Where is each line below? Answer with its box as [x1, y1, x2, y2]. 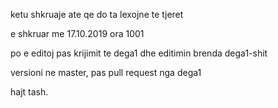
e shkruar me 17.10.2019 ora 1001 [10, 28, 145, 39]
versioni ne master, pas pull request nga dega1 [10, 67, 202, 78]
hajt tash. [10, 86, 49, 98]
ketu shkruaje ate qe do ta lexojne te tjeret [10, 9, 184, 20]
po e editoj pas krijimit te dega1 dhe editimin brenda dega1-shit [10, 47, 268, 59]
